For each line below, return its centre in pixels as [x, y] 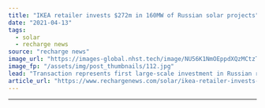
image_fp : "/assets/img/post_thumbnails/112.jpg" [91, 67]
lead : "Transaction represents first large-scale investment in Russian [130, 74]
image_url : [26, 59]
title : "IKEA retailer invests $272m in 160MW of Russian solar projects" [134, 15]
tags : [17, 30]
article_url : [30, 81]
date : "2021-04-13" [40, 23]
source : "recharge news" [49, 52]
